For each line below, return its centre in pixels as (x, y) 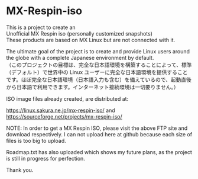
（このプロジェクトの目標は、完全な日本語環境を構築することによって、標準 (99, 65)
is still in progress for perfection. (46, 158)
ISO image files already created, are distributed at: (67, 98)
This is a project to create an (41, 27)
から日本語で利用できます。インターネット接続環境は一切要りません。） (92, 87)
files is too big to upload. (36, 140)
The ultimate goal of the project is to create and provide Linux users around (98, 51)
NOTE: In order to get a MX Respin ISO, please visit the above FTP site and (97, 128)
